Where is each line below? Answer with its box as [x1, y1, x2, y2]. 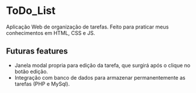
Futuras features [6, 46, 68, 56]
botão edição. [14, 68, 49, 75]
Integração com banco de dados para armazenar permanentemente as [14, 74, 185, 81]
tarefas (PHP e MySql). [14, 80, 70, 87]
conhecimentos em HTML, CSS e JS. [6, 29, 95, 36]
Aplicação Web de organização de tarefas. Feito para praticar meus [6, 23, 169, 30]
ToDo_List [6, 4, 56, 17]
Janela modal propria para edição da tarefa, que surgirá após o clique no [14, 62, 191, 69]
